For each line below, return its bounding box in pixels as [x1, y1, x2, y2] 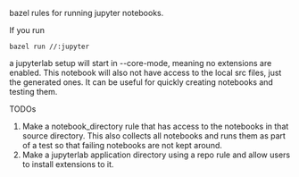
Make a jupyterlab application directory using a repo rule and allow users [21, 149, 291, 160]
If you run [9, 25, 45, 35]
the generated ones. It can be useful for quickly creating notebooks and [9, 77, 274, 88]
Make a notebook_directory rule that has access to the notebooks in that [21, 121, 289, 131]
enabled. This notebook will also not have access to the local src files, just [9, 67, 282, 78]
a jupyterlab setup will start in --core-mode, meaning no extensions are [9, 58, 272, 68]
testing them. [9, 87, 58, 97]
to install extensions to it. [21, 159, 114, 169]
